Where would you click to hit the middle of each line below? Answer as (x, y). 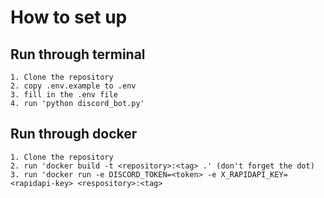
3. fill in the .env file (64, 95)
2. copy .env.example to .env (73, 86)
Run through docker (74, 134)
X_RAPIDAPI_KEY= (254, 174)
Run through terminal (78, 54)
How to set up (69, 17)
